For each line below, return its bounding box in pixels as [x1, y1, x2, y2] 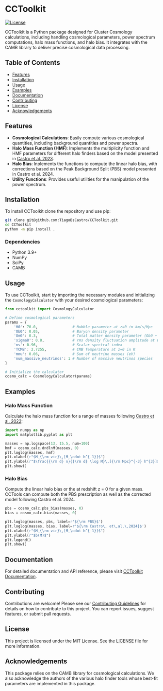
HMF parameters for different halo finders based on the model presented [12, 150, 159, 156]
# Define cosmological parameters [5, 315, 75, 320]
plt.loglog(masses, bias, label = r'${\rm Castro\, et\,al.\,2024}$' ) [5, 523, 147, 529]
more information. [5, 643, 41, 649]
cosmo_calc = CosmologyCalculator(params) [5, 374, 92, 379]
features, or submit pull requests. [5, 611, 71, 616]
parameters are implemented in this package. [5, 680, 96, 686]
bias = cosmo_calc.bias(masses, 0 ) [5, 510, 77, 516]
